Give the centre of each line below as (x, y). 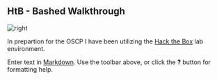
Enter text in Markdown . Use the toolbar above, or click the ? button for (109, 62)
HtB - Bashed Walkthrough (66, 11)
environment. (26, 48)
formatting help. (30, 69)
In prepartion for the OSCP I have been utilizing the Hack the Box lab (105, 41)
